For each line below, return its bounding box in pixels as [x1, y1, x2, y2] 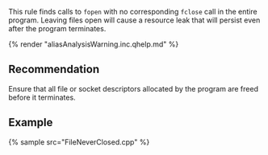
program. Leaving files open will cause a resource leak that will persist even [8, 15, 261, 25]
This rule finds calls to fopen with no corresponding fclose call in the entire [8, 7, 258, 16]
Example [8, 116, 53, 129]
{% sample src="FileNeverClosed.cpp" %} [8, 137, 150, 147]
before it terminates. [8, 92, 76, 102]
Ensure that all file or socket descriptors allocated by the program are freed [8, 84, 258, 93]
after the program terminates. [8, 24, 107, 33]
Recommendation [8, 63, 99, 76]
